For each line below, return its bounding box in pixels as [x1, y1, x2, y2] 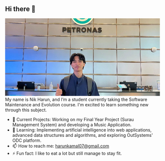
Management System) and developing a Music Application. [12, 122, 132, 128]
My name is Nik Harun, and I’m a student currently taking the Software [5, 97, 147, 102]
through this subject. [5, 107, 47, 113]
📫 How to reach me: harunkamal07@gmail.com [12, 143, 110, 149]
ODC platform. [12, 137, 42, 143]
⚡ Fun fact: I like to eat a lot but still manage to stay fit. [12, 150, 122, 156]
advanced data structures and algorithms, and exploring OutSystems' [12, 132, 153, 138]
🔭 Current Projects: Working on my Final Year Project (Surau [12, 116, 134, 122]
